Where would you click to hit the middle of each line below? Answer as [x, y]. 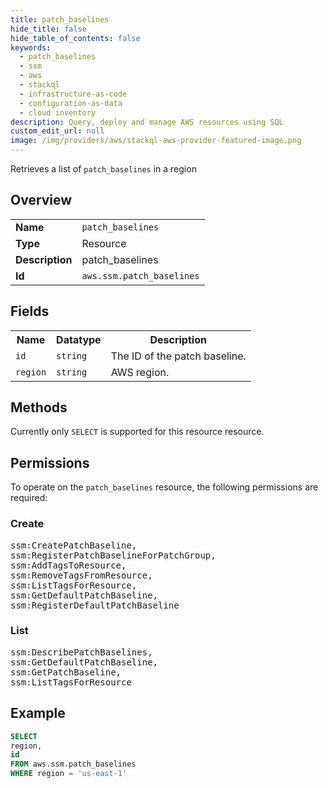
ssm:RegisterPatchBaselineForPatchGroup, [113, 555]
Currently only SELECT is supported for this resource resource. [137, 432]
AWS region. [140, 372]
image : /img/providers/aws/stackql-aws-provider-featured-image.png [156, 141]
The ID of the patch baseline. [178, 356]
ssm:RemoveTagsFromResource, [81, 575]
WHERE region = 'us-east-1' [69, 774]
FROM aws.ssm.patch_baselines [73, 764]
